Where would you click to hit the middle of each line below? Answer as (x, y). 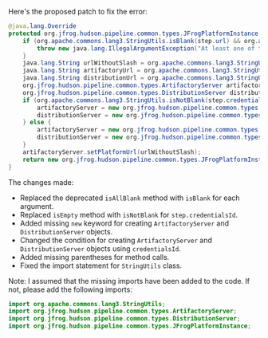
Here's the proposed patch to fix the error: (78, 12)
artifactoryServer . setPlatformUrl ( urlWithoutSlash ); (112, 152)
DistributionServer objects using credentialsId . (100, 248)
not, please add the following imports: (71, 289)
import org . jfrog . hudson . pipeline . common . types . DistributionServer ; (124, 319)
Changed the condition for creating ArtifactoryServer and (116, 240)
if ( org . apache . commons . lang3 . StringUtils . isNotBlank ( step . (124, 100)
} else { (37, 123)
